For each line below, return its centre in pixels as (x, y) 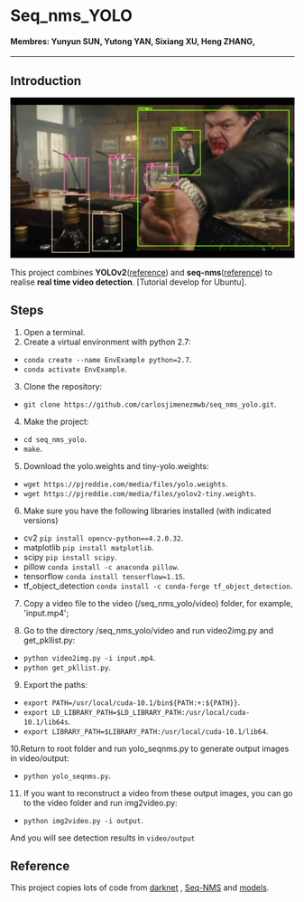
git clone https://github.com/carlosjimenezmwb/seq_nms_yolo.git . (150, 404)
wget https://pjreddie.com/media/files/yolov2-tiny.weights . (139, 493)
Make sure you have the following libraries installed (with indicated (147, 511)
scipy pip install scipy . (70, 557)
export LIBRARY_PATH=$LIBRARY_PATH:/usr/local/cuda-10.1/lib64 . (146, 731)
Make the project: (56, 421)
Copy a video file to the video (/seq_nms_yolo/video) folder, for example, (158, 603)
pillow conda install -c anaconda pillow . (101, 567)
